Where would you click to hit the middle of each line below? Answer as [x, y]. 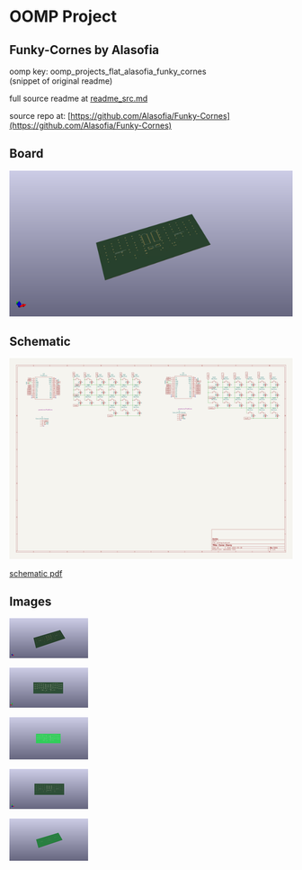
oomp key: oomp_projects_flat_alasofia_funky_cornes [108, 71]
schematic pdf [36, 573]
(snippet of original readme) [61, 81]
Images [31, 601]
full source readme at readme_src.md [79, 98]
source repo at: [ [40, 116]
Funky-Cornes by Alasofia [84, 50]
